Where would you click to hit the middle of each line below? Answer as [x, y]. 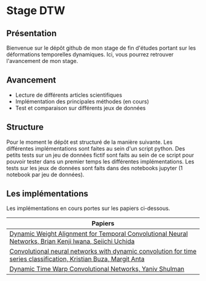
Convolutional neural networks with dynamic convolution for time [103, 252]
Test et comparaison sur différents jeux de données [80, 108]
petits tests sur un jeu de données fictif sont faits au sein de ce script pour [100, 155]
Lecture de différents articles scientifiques [69, 95]
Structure [25, 127]
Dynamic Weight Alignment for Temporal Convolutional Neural [99, 234]
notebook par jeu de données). [45, 174]
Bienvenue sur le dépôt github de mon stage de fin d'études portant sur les [101, 48]
